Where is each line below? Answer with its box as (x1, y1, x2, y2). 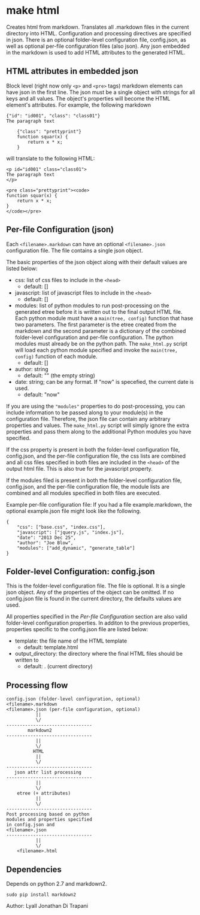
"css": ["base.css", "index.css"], (17, 524, 106, 530)
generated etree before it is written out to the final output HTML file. (14, 308, 183, 315)
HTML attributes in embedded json (6, 66, 139, 77)
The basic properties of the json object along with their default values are (6, 258, 187, 265)
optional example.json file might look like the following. (6, 507, 141, 514)
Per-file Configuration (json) (6, 225, 114, 235)
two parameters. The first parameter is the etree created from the (14, 321, 177, 328)
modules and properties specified (6, 817, 93, 823)
